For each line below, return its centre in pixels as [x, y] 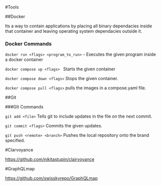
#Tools [12, 7]
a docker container [24, 60]
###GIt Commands [24, 107]
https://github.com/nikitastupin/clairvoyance [50, 159]
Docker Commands [29, 43]
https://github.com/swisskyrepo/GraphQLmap [51, 178]
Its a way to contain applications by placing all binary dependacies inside [79, 26]
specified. [15, 141]
